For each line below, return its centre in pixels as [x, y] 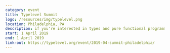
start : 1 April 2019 [27, 33]
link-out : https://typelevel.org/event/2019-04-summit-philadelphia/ [80, 43]
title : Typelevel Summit [31, 15]
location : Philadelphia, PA [35, 24]
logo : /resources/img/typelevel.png [44, 19]
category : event [22, 10]
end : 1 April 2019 [25, 38]
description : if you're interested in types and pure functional [75, 29]
